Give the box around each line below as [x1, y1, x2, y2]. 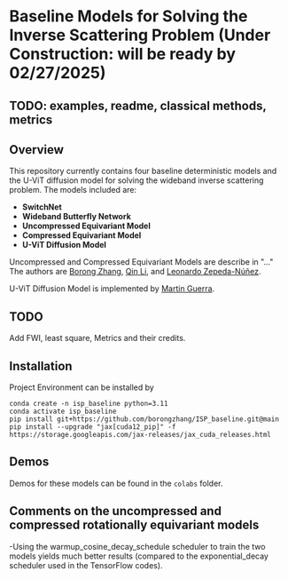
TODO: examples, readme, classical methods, [9, 98, 267, 113]
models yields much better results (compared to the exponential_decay [9, 551, 269, 561]
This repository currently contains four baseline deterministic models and [9, 166, 277, 177]
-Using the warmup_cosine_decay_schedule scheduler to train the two [9, 541, 266, 551]
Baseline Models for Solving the [9, 6, 248, 27]
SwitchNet [21, 202, 62, 212]
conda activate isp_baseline [9, 407, 117, 416]
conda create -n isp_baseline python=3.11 [9, 400, 168, 408]
